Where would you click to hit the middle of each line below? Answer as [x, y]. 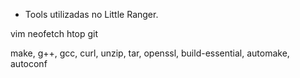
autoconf [29, 63]
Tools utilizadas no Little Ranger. [91, 14]
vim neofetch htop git [54, 33]
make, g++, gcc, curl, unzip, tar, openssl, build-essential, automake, [150, 53]
